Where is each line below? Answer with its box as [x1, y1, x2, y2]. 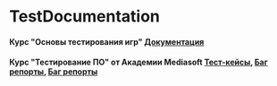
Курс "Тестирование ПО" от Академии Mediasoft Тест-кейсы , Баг [9, 56, 268, 68]
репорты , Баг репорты [9, 66, 98, 77]
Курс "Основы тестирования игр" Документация [9, 36, 205, 47]
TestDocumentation [9, 6, 161, 27]
